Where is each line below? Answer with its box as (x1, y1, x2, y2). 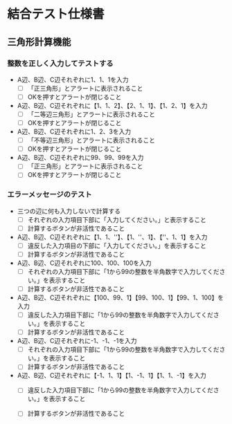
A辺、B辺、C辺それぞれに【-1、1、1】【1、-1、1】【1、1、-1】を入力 (17, 371, 206, 380)
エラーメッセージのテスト (7, 190, 92, 199)
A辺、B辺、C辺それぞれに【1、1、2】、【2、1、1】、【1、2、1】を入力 (17, 102, 208, 109)
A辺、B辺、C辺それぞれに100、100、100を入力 (17, 259, 152, 267)
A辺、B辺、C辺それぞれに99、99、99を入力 (17, 154, 144, 162)
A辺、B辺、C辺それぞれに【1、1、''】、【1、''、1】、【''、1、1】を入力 (17, 232, 208, 241)
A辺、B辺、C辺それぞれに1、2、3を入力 (17, 127, 132, 136)
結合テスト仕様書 (7, 6, 105, 22)
